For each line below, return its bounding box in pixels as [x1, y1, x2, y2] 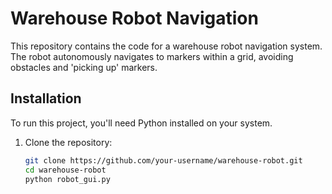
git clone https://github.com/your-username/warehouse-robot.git [24, 155, 303, 166]
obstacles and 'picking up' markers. [10, 61, 158, 73]
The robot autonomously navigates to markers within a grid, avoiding [10, 50, 294, 62]
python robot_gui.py [24, 174, 111, 184]
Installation [10, 90, 82, 107]
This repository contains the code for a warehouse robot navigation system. [10, 40, 323, 52]
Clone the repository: [24, 136, 113, 148]
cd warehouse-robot [24, 165, 107, 175]
